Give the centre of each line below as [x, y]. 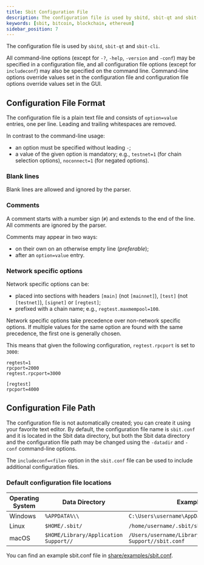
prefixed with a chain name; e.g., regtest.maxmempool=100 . [87, 308]
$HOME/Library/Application [84, 535]
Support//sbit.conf [157, 541]
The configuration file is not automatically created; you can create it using [99, 423]
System [24, 506]
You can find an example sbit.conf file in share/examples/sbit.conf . [90, 556]
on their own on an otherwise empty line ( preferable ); [82, 248]
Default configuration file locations [59, 482]
